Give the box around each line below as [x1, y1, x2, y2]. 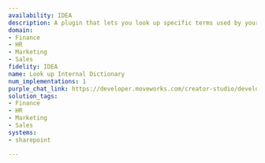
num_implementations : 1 [8, 77, 87, 85]
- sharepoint [8, 135, 51, 144]
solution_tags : [8, 92, 58, 100]
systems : [8, 128, 37, 136]
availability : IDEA [8, 11, 73, 20]
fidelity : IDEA [8, 63, 58, 71]
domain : [8, 26, 34, 34]
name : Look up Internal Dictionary [8, 70, 125, 78]
